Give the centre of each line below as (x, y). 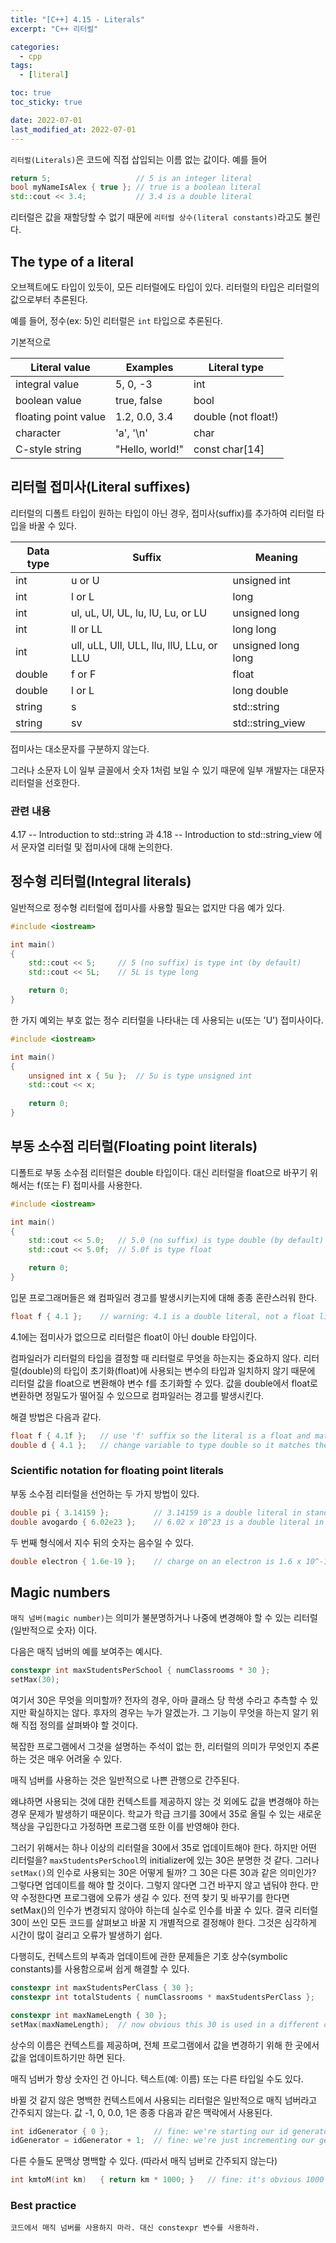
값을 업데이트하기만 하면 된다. (68, 2057)
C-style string (48, 449)
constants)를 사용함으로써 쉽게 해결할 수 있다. (100, 1969)
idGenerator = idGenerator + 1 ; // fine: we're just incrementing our (162, 2141)
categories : (35, 47)
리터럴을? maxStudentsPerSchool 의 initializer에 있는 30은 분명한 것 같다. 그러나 (165, 1860)
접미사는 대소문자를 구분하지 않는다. (80, 748)
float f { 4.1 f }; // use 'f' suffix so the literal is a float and (160, 1436)
